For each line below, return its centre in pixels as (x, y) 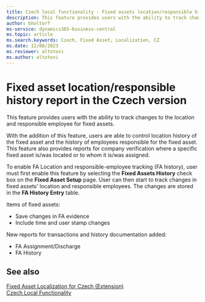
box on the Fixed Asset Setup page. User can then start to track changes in (102, 180)
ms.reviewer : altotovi (35, 52)
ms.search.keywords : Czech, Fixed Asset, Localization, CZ (83, 40)
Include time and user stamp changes (63, 222)
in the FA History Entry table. (43, 192)
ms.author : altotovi (33, 57)
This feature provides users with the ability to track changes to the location (101, 117)
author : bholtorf (28, 23)
